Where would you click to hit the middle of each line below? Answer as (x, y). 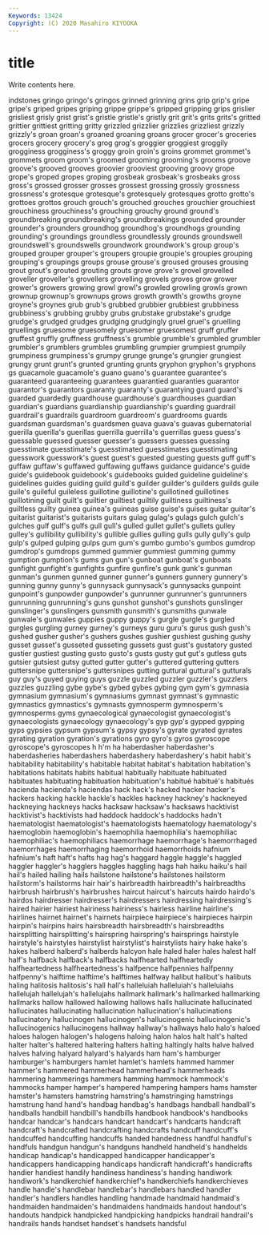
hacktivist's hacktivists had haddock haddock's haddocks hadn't (115, 815)
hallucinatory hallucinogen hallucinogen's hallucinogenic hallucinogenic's (129, 1020)
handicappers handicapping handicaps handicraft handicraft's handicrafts (130, 1164)
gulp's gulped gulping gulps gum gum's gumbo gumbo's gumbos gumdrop (132, 543)
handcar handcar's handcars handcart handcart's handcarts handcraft (125, 1121)
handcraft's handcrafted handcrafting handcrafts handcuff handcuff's (123, 1130)
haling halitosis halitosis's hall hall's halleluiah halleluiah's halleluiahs (121, 985)
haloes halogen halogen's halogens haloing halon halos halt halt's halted (128, 1036)
